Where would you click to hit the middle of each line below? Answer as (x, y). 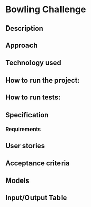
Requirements (23, 130)
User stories (25, 146)
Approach (21, 45)
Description (24, 28)
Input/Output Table (36, 198)
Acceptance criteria (37, 163)
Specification (27, 115)
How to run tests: (33, 98)
